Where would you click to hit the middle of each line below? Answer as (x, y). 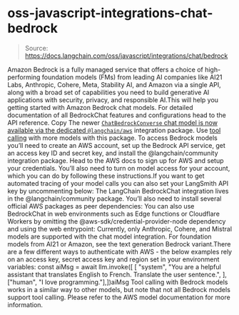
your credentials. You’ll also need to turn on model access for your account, (119, 168)
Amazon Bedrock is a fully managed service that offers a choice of (105, 69)
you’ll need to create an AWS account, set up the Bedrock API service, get (117, 145)
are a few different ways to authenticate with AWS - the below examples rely (120, 251)
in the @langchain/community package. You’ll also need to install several (115, 199)
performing (24, 77)
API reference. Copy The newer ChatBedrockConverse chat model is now (112, 122)
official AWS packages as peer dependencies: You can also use (101, 206)
